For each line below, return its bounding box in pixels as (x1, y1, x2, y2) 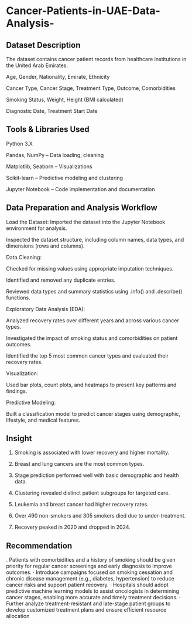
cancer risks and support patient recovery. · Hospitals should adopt (6, 581, 169, 589)
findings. (6, 387, 28, 395)
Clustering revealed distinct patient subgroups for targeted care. (14, 489, 170, 496)
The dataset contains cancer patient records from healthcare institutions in (6, 56, 187, 62)
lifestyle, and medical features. (6, 416, 81, 423)
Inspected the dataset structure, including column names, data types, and (6, 236, 184, 243)
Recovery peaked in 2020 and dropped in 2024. (14, 523, 131, 530)
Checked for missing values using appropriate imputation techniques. (6, 265, 174, 272)
